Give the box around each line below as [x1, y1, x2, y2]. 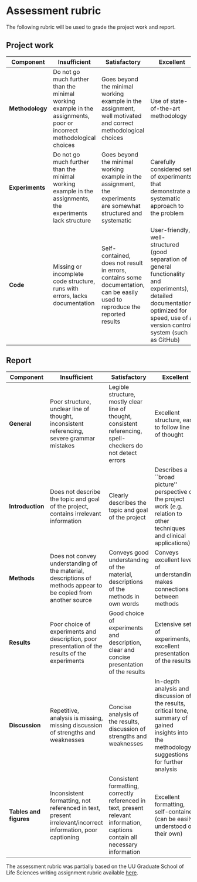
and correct [101, 119, 134, 127]
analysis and [154, 684, 189, 692]
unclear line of [49, 405, 90, 413]
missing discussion [49, 721, 103, 729]
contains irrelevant [49, 510, 101, 518]
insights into [154, 728, 188, 736]
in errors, [101, 266, 127, 274]
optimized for [150, 306, 188, 314]
